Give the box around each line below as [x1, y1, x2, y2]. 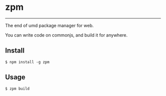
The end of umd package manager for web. [5, 22, 94, 28]
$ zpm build [5, 86, 30, 91]
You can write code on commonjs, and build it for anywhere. [5, 32, 128, 38]
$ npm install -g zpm [5, 59, 50, 64]
